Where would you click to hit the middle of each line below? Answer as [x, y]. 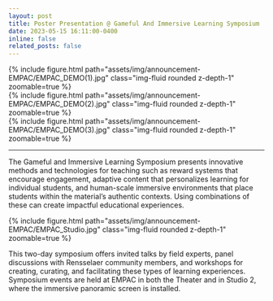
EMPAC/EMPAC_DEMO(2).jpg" [59, 104]
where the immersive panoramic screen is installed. [95, 289]
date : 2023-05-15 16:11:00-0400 [63, 31]
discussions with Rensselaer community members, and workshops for [126, 263]
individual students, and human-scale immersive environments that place [131, 188]
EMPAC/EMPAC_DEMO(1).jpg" [58, 78]
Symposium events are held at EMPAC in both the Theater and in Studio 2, [132, 280]
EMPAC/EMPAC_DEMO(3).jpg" [59, 130]
